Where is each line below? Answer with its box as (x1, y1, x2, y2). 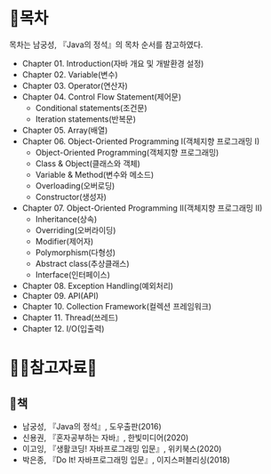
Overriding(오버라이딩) (35, 224, 116, 236)
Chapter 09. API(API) (21, 290, 100, 301)
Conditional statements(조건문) (35, 102, 148, 113)
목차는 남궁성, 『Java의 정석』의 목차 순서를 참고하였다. (9, 39, 203, 50)
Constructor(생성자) (35, 191, 107, 202)
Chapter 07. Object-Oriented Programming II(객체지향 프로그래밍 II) (21, 202, 263, 213)
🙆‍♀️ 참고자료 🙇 (9, 358, 98, 378)
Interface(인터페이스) (35, 269, 111, 280)
